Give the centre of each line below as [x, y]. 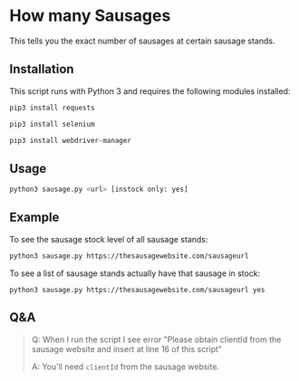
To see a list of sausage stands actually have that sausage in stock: [135, 273]
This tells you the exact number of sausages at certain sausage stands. [142, 41]
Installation [42, 69]
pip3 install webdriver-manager [70, 140]
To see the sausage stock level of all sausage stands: [109, 239]
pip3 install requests [52, 108]
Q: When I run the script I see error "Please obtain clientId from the [156, 339]
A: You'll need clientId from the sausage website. [125, 367]
